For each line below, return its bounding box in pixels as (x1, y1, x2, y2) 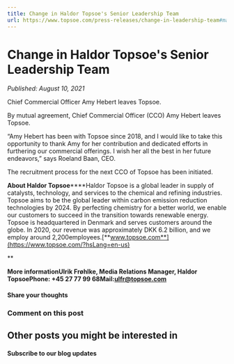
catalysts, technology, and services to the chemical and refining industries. (7, 189, 223, 197)
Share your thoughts (7, 291, 68, 299)
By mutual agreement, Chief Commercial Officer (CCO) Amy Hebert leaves (7, 111, 221, 120)
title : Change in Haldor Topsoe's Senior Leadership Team (7, 10, 179, 17)
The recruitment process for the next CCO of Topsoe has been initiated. (7, 168, 214, 176)
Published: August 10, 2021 (7, 84, 85, 93)
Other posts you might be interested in (7, 330, 178, 342)
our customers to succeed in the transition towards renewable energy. (7, 211, 209, 219)
